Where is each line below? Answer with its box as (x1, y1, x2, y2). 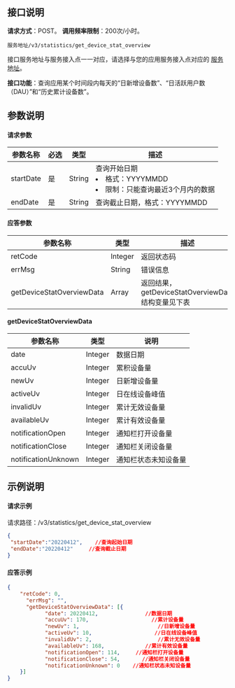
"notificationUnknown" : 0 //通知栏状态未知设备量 (44, 662, 191, 669)
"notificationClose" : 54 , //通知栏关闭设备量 (44, 655, 190, 663)
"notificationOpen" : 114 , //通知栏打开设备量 (44, 649, 184, 656)
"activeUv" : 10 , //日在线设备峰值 (44, 629, 198, 637)
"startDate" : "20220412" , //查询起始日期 (10, 539, 133, 546)
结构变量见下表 (141, 297, 190, 307)
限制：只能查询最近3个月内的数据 (105, 185, 215, 195)
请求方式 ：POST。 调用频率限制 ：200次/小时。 (7, 27, 143, 35)
